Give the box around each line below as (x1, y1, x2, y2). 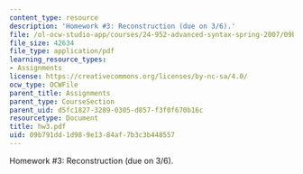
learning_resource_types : (9, 55, 106, 64)
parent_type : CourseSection (9, 96, 115, 106)
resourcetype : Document (9, 114, 99, 123)
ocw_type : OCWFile (9, 80, 78, 89)
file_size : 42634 (9, 38, 75, 48)
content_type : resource (9, 13, 99, 23)
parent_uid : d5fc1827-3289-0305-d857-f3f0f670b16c (9, 105, 204, 114)
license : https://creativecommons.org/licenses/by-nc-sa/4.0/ (9, 72, 248, 81)
